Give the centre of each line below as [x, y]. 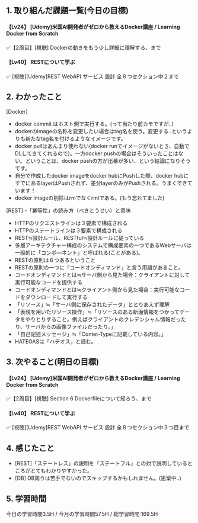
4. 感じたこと [30, 448]
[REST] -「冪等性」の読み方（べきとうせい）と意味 [68, 210]
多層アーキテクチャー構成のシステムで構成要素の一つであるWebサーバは [103, 245]
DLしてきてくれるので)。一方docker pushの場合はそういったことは [96, 153]
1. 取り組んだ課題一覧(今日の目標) [68, 11]
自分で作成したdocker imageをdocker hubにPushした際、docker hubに [102, 175]
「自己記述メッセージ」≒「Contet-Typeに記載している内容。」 [90, 334]
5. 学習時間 [26, 498]
